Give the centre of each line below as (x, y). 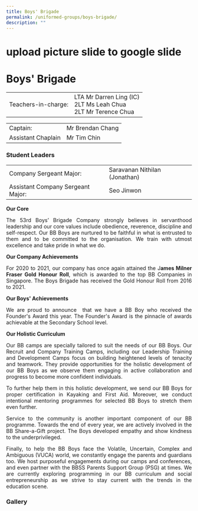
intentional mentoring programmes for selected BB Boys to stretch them (99, 401)
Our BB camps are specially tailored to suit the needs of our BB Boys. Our (99, 345)
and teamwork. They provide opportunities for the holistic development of (99, 364)
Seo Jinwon (125, 190)
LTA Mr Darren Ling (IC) (107, 97)
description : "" (26, 22)
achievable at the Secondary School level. (57, 322)
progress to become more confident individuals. (64, 376)
